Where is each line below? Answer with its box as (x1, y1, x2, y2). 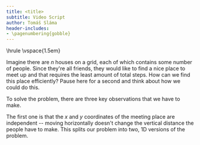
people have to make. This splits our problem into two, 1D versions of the (6, 126, 185, 133)
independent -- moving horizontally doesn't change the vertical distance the (6, 119, 194, 127)
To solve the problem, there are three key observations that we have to (6, 96, 180, 103)
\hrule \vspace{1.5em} (6, 47, 61, 54)
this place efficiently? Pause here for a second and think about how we (6, 78, 181, 85)
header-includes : (6, 25, 50, 31)
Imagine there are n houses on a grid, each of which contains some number (6, 59, 193, 66)
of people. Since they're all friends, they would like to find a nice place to (6, 65, 186, 72)
